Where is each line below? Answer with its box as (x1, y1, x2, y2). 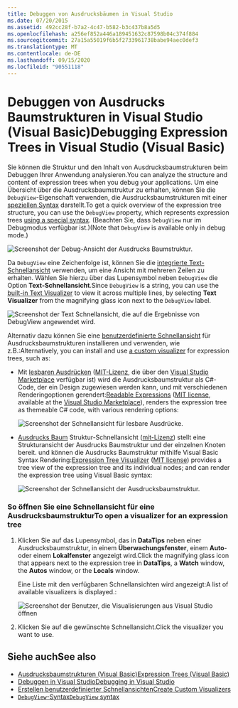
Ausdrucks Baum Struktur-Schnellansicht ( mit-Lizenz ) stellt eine (17, 433, 206, 441)
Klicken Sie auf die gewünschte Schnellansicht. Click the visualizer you (17, 623, 224, 631)
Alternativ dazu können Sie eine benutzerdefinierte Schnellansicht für (7, 331, 211, 340)
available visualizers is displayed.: (17, 587, 117, 596)
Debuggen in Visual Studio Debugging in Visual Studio (17, 677, 175, 686)
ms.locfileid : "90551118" (7, 63, 84, 70)
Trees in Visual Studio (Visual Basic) (7, 139, 225, 155)
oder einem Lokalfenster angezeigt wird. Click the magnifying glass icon (17, 551, 229, 559)
